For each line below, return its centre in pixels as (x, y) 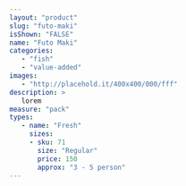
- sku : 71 (47, 142)
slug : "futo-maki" (43, 26)
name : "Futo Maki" (43, 42)
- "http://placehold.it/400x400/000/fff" (99, 84)
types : (21, 117)
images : (24, 76)
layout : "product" (43, 17)
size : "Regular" (68, 150)
